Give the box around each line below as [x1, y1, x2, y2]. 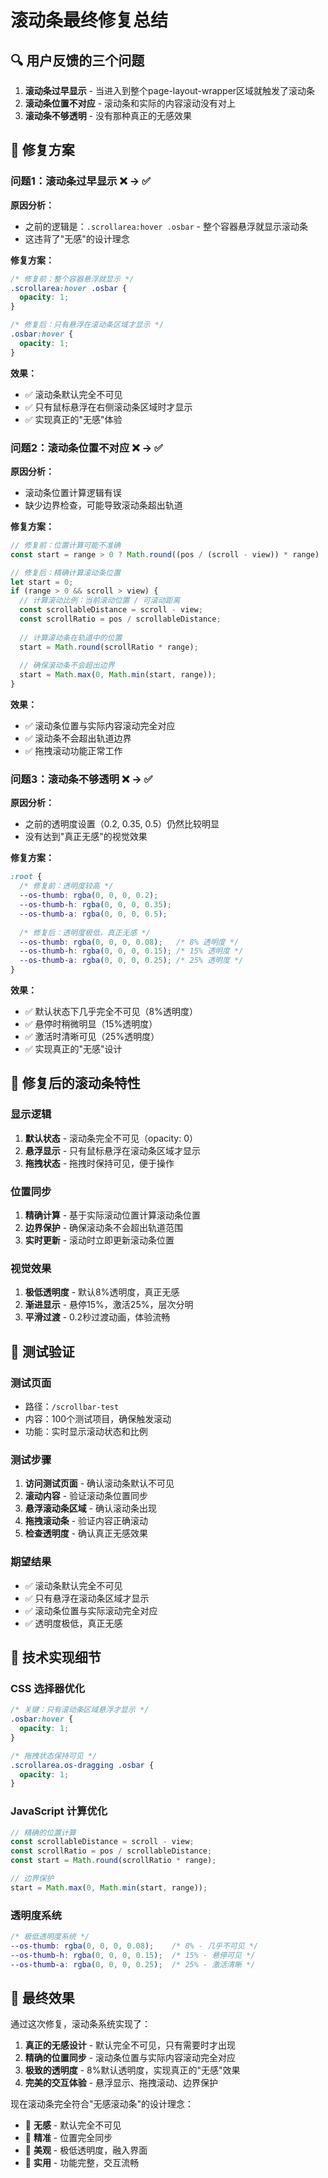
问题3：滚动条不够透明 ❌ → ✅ [10, 772, 153, 786]
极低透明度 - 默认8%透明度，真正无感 [24, 1286, 180, 1298]
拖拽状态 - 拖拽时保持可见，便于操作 [24, 1157, 175, 1169]
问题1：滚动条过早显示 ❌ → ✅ [10, 174, 152, 188]
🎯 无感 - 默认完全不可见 [24, 2119, 122, 2131]
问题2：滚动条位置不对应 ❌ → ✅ [10, 441, 163, 455]
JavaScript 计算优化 [10, 1804, 108, 1818]
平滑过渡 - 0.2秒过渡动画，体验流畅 [24, 1311, 171, 1323]
